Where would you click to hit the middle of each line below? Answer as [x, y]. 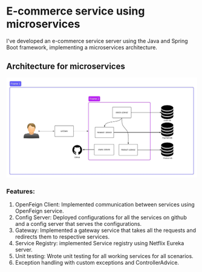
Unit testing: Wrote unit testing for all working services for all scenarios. [104, 256]
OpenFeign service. [40, 211]
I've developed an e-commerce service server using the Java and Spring [97, 41]
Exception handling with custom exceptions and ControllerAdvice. [97, 263]
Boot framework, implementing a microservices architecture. [82, 47]
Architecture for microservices [66, 66]
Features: [21, 191]
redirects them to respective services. [62, 237]
